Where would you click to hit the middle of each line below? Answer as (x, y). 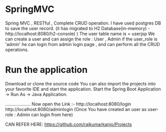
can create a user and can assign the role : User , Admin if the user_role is (81, 39)
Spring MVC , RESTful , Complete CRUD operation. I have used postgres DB (83, 23)
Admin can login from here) (45, 114)
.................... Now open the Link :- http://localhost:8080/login (68, 104)
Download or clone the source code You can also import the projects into (80, 83)
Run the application (46, 70)
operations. (17, 49)
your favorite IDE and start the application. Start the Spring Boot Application (83, 89)
